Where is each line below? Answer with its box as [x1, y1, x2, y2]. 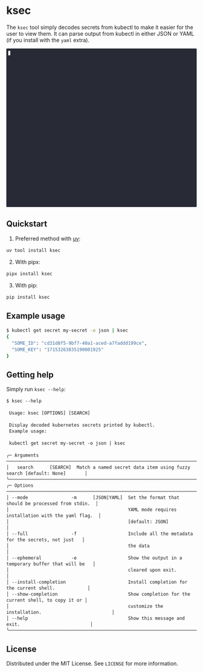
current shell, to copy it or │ [6, 597, 88, 604]
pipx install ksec [6, 270, 53, 277]
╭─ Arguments [6, 452, 39, 459]
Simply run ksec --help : [6, 386, 66, 393]
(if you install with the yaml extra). [6, 36, 89, 43]
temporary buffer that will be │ [6, 561, 96, 568]
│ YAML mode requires [6, 507, 177, 513]
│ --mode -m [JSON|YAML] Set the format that [6, 494, 180, 501]
